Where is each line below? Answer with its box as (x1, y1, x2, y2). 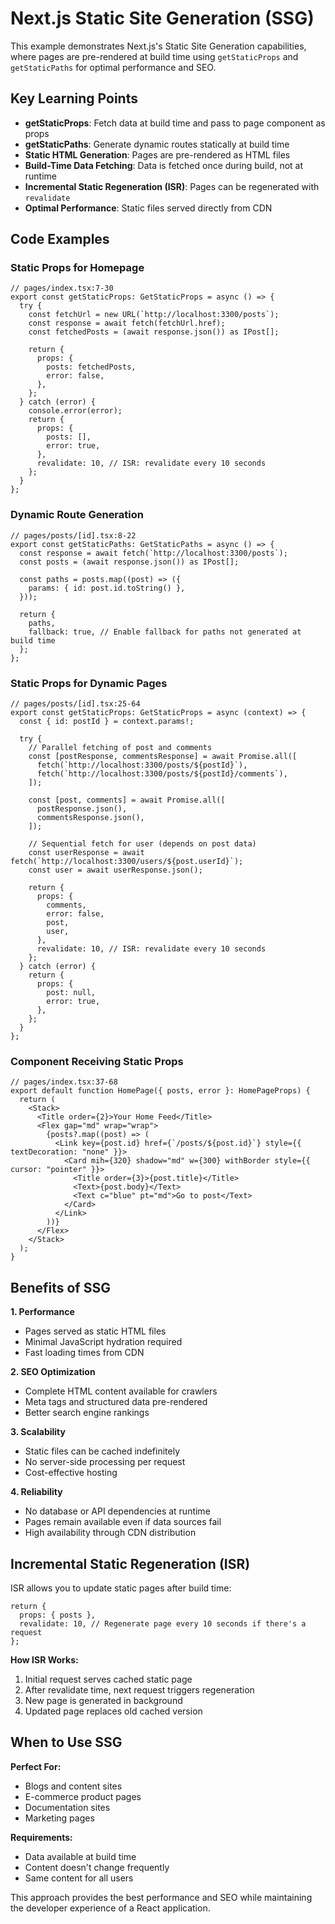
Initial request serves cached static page (24, 1673, 193, 1685)
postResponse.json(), (36, 804, 128, 814)
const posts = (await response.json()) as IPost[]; (19, 557, 240, 567)
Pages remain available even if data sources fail (24, 1516, 222, 1528)
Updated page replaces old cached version (24, 1705, 203, 1717)
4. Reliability (10, 1486, 63, 1498)
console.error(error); (28, 406, 123, 416)
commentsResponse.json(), (36, 813, 145, 823)
